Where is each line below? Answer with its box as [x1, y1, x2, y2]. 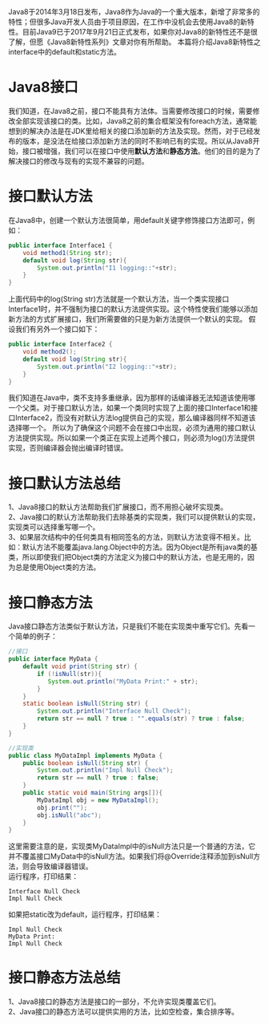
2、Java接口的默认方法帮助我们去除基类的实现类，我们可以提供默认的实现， [8, 512, 260, 522]
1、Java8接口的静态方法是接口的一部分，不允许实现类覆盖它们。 [8, 997, 221, 1006]
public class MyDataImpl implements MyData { [8, 751, 163, 759]
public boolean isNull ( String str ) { [22, 759, 149, 767]
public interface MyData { [8, 655, 98, 663]
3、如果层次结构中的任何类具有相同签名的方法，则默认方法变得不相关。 [8, 532, 244, 542]
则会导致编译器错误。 [22, 861, 93, 872]
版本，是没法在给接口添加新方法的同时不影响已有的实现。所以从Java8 [22, 136, 253, 146]
